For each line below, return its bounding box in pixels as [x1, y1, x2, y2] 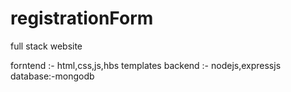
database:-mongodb [10, 70, 95, 82]
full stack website [10, 40, 83, 52]
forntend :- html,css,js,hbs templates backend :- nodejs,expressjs [10, 59, 282, 71]
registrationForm [10, 7, 154, 30]
